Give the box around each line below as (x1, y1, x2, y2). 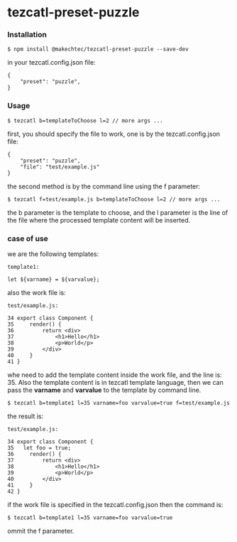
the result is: (7, 412, 44, 420)
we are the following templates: (7, 250, 99, 258)
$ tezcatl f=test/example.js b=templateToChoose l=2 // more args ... (7, 196, 221, 203)
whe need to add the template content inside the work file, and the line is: (7, 371, 222, 379)
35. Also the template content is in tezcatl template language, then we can (7, 378, 224, 387)
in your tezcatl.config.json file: (7, 58, 96, 67)
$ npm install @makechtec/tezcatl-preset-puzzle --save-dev (7, 46, 189, 53)
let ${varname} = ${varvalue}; (7, 276, 100, 283)
